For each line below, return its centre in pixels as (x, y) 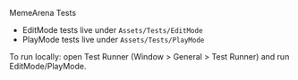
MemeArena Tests (43, 13)
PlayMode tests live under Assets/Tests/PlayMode (113, 40)
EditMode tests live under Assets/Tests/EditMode (112, 30)
